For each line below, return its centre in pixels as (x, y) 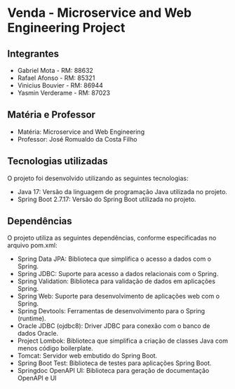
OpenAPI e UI (37, 378)
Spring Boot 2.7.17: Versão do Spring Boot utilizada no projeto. (107, 199)
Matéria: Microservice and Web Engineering (81, 132)
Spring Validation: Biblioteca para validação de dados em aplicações (116, 281)
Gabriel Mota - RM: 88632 (55, 70)
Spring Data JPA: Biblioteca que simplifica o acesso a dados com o (114, 259)
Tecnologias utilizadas (58, 162)
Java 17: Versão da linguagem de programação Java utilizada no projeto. (122, 191)
